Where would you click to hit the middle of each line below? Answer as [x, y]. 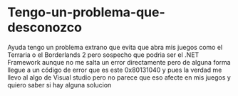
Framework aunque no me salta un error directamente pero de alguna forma [119, 62]
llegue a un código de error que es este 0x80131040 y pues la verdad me [115, 70]
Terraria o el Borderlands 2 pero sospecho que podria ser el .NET [103, 55]
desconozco [45, 27]
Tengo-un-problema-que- [86, 12]
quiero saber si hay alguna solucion [59, 85]
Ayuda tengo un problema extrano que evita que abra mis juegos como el [115, 47]
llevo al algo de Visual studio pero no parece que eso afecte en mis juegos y [119, 77]
